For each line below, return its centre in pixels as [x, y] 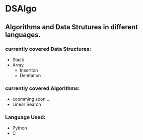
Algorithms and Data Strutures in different [71, 27]
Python [20, 128]
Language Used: [25, 117]
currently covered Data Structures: [48, 49]
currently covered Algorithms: [42, 88]
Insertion [29, 70]
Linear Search [27, 104]
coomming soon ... [31, 99]
